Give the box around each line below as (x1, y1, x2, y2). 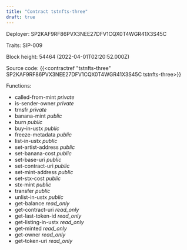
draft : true (6, 14, 35, 20)
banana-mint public (14, 112, 62, 119)
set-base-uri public (14, 156, 62, 163)
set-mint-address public (14, 168, 74, 175)
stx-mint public (14, 181, 52, 188)
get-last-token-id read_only (14, 212, 82, 219)
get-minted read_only (14, 225, 68, 232)
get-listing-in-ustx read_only (14, 218, 84, 225)
